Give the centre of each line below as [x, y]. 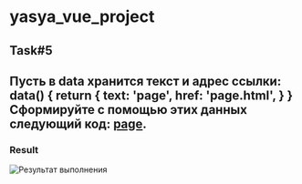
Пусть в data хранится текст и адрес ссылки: [146, 81]
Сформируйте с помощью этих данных [129, 110]
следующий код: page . [78, 123]
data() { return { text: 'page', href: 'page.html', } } [151, 95]
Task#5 [31, 51]
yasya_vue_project [82, 17]
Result [24, 149]
